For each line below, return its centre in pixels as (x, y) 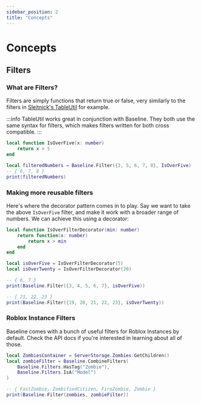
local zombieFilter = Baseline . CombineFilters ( (68, 361)
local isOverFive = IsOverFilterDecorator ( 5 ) (65, 264)
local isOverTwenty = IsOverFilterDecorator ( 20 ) (69, 269)
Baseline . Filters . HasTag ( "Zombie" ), (64, 367)
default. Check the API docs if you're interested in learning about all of (94, 338)
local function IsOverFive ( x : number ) (55, 143)
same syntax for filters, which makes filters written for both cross (88, 126)
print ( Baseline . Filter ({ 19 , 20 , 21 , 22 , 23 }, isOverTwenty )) (85, 302)
